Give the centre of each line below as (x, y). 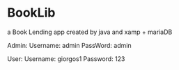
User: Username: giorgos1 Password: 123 (66, 59)
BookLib (31, 13)
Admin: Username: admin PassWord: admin (69, 45)
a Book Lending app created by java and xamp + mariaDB (90, 32)
